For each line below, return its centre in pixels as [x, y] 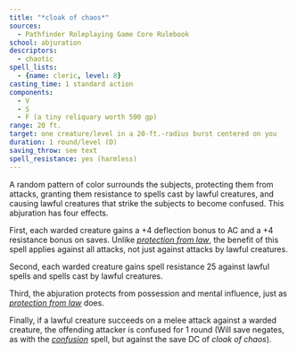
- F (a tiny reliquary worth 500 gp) [87, 117]
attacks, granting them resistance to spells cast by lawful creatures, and [142, 194]
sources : [25, 26]
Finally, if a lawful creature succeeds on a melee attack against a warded [143, 320]
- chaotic [35, 59]
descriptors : [33, 51]
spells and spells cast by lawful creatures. [86, 276]
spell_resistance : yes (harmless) [74, 159]
